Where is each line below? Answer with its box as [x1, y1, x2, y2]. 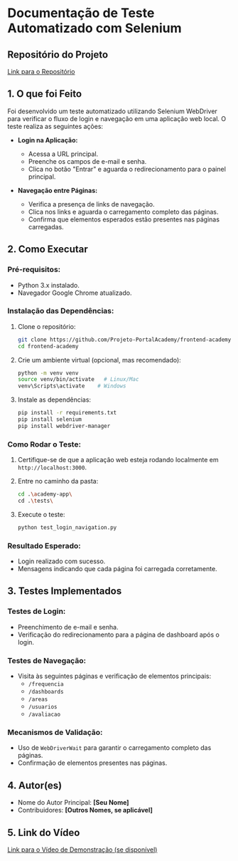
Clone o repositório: [17, 322, 76, 330]
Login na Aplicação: [17, 135, 78, 144]
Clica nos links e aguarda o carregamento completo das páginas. [28, 207, 219, 216]
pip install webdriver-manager [17, 422, 111, 429]
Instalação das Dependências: [7, 306, 114, 316]
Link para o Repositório [7, 68, 75, 75]
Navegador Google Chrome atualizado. [17, 288, 132, 297]
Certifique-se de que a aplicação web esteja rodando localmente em [17, 456, 219, 464]
